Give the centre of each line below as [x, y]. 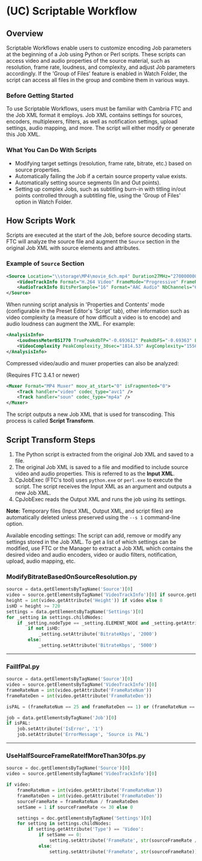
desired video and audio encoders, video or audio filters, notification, [92, 555]
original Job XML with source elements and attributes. [73, 248]
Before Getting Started [40, 95]
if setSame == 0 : [60, 835]
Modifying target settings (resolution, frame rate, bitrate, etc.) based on [103, 163]
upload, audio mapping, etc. [41, 561]
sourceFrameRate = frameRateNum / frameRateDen [78, 801]
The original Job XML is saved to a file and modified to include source [101, 467]
